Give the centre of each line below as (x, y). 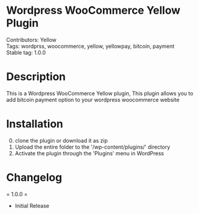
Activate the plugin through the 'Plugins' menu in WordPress (89, 153)
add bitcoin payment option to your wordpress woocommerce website (93, 100)
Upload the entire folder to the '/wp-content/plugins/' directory (93, 147)
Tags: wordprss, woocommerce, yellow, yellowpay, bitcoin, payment (91, 46)
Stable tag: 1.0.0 (26, 52)
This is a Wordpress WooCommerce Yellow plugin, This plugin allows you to (100, 93)
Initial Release (32, 206)
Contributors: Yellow (31, 40)
